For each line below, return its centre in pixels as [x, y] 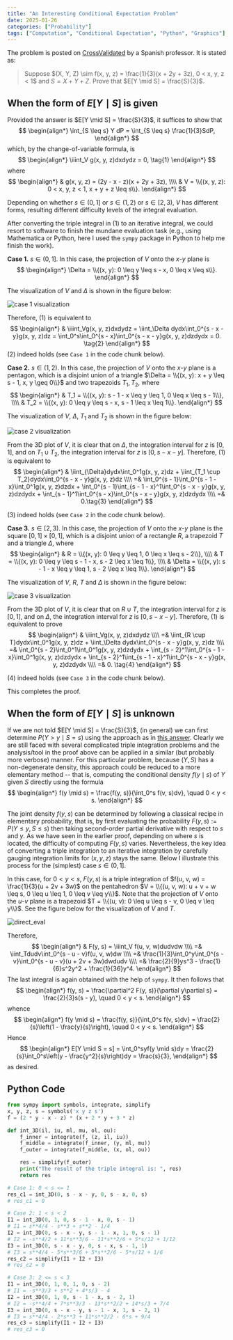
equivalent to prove [35, 624]
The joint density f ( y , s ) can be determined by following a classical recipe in [115, 814]
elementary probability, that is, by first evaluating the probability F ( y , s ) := [112, 821]
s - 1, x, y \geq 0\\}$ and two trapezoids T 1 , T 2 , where [83, 384]
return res [35, 1175]
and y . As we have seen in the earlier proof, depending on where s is [105, 836]
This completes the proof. [44, 692]
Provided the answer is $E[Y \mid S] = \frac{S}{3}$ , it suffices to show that [115, 120]
